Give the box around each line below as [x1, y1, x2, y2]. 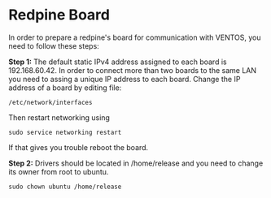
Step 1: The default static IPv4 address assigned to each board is [8, 57, 227, 67]
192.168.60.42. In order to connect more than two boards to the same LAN [8, 65, 257, 75]
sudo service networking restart [8, 128, 122, 136]
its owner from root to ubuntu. [8, 166, 109, 176]
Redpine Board [8, 6, 110, 24]
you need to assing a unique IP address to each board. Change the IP [8, 74, 241, 84]
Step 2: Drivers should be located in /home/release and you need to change [8, 158, 264, 168]
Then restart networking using [8, 112, 110, 123]
